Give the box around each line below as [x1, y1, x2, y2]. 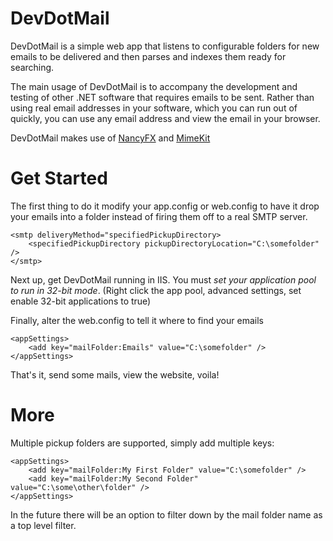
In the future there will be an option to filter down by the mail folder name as [10, 508, 323, 521]
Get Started [10, 167, 108, 190]
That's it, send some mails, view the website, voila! [10, 368, 220, 381]
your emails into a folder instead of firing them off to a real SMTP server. [10, 210, 308, 222]
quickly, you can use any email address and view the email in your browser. [10, 112, 321, 124]
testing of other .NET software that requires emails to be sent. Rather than [10, 91, 315, 103]
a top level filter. [10, 519, 77, 531]
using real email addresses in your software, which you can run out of [10, 102, 298, 114]
